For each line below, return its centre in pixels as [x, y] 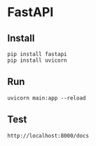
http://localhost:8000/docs [48, 135]
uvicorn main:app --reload [47, 98]
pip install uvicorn [37, 60]
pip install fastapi [37, 54]
